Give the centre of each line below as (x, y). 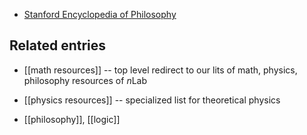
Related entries (58, 45)
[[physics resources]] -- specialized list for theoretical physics (152, 100)
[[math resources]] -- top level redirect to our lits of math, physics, (160, 70)
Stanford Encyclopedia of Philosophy (100, 14)
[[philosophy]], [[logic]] (72, 119)
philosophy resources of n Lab (85, 80)
